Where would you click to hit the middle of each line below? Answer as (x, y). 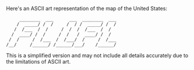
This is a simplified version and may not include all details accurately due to (97, 55)
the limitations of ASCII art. (38, 62)
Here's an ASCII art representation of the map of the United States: (87, 8)
